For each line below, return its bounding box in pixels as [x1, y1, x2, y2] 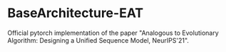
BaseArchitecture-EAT [7, 5, 144, 21]
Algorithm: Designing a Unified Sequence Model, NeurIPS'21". [7, 36, 189, 44]
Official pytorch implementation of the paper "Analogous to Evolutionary [7, 28, 219, 37]
